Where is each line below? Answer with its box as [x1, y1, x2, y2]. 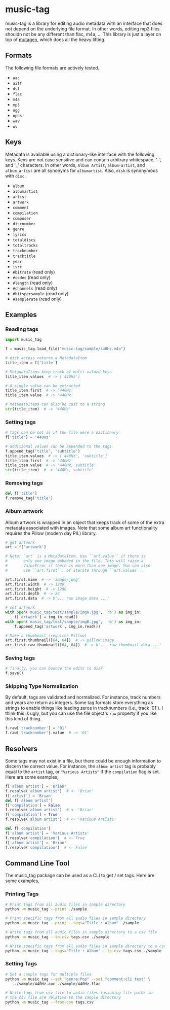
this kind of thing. [5, 716, 42, 722]
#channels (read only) [12, 285, 58, 291]
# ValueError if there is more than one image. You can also [5, 563, 151, 569]
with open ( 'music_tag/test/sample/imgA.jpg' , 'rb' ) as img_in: [5, 610, 142, 615]
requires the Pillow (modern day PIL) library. [5, 530, 97, 536]
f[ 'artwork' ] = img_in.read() [14, 614, 78, 619]
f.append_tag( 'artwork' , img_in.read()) [14, 624, 101, 629]
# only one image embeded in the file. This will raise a [5, 559, 144, 564]
